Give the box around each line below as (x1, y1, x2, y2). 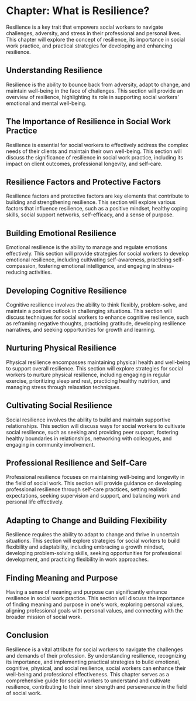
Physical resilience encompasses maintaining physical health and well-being (6, 359, 191, 366)
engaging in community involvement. (6, 441, 95, 448)
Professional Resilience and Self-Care (6, 458, 147, 468)
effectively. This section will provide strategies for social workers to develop (6, 250, 190, 257)
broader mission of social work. (6, 614, 82, 621)
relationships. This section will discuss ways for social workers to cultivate (6, 422, 185, 429)
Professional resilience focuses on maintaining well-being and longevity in (6, 474, 185, 481)
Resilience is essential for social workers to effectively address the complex (6, 141, 188, 148)
